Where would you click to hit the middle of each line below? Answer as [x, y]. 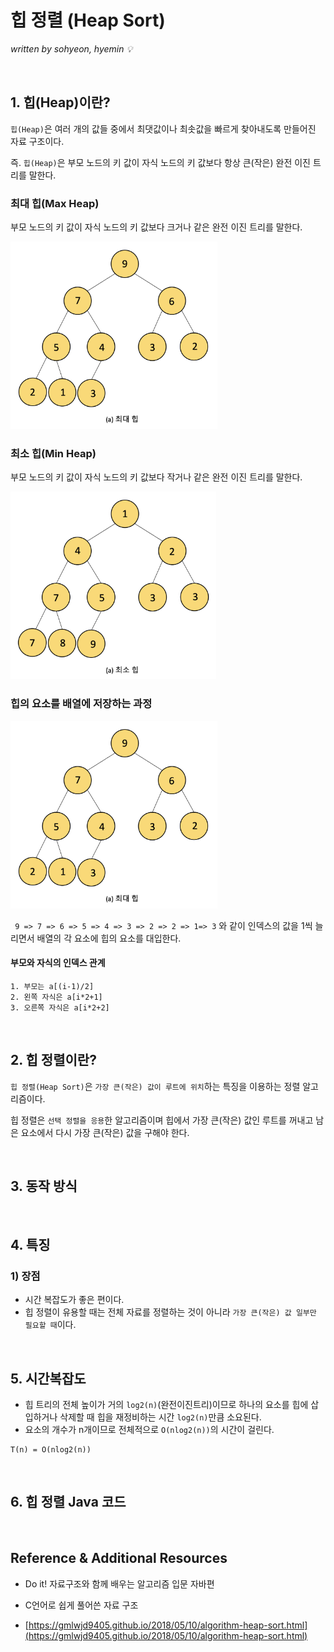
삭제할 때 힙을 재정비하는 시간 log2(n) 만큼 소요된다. [160, 1417]
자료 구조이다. [37, 141]
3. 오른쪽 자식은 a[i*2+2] [60, 1007]
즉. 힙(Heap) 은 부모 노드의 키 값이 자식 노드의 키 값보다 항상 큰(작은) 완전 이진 [160, 162]
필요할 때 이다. [50, 1325]
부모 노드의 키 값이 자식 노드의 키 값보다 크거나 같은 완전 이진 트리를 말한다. [156, 227]
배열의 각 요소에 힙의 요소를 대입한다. [109, 938]
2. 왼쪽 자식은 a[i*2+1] [56, 997]
